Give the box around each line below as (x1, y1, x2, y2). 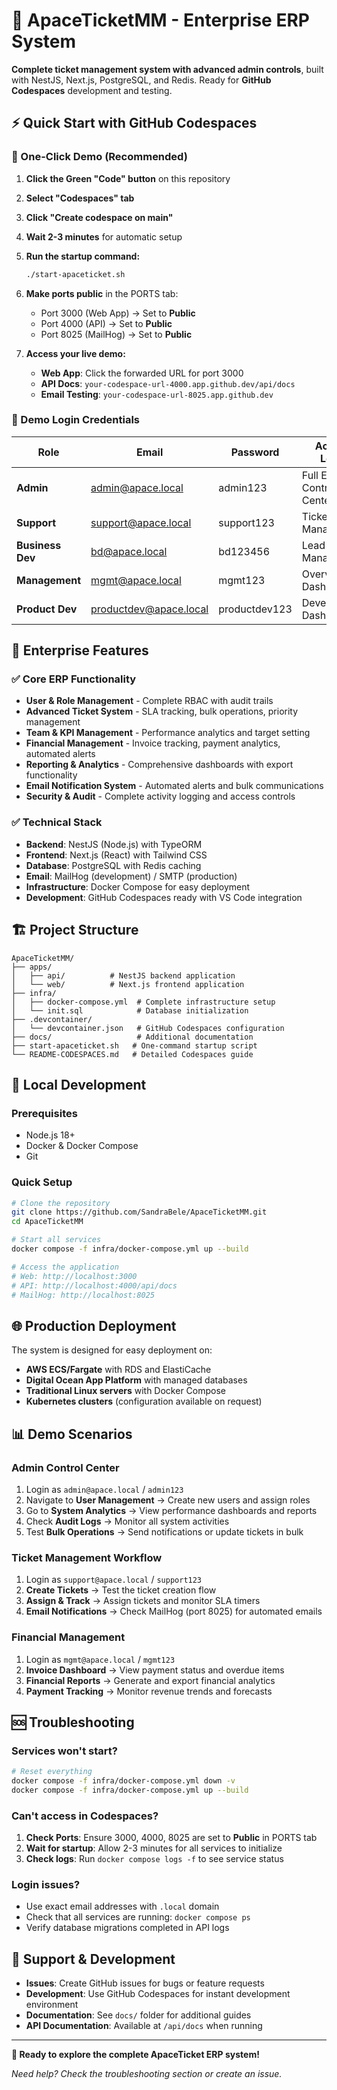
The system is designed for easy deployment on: (11, 1344, 213, 1356)
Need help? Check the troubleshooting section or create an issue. (11, 2068, 283, 2080)
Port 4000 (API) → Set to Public (40, 317, 173, 329)
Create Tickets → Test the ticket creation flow (25, 1584, 217, 1596)
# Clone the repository (11, 1198, 111, 1208)
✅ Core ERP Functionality (11, 672, 137, 686)
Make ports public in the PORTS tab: (25, 287, 179, 299)
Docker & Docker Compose (25, 1140, 139, 1152)
